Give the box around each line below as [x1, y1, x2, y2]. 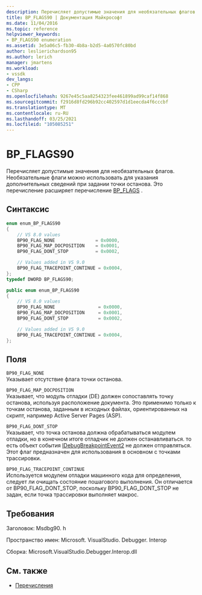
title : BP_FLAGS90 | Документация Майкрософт [6, 15, 122, 21]
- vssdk [6, 71, 26, 77]
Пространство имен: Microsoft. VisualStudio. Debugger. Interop [6, 536, 167, 544]
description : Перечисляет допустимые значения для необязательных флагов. [6, 8, 198, 15]
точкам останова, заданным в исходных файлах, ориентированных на [6, 406, 188, 413]
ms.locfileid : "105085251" [6, 122, 74, 128]
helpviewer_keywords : [6, 31, 61, 38]
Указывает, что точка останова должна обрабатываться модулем [6, 429, 176, 436]
